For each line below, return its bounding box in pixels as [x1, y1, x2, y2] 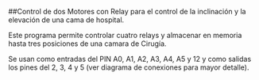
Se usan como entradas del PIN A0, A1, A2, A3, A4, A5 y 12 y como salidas [8, 55, 252, 63]
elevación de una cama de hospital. [8, 15, 125, 25]
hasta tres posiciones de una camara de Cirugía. [8, 39, 167, 48]
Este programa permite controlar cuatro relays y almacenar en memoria [8, 31, 242, 40]
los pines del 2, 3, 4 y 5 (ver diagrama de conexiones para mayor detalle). [8, 63, 249, 72]
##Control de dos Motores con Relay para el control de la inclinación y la [8, 7, 246, 16]
